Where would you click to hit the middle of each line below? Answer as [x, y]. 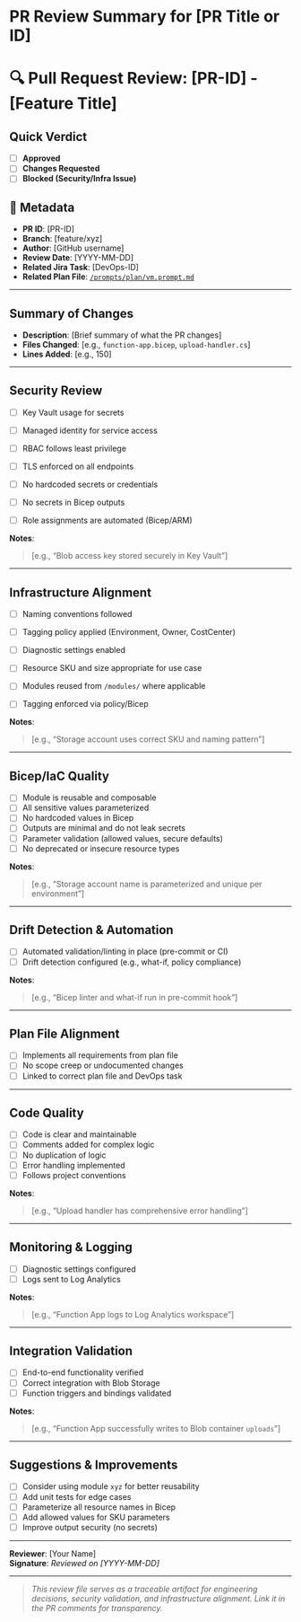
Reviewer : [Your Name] [53, 1553]
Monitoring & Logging [71, 1247]
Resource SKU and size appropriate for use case [112, 668]
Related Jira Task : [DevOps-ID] [80, 268]
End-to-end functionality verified [83, 1372]
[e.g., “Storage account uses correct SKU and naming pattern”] [148, 739]
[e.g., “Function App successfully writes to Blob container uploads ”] [156, 1428]
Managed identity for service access [90, 430]
